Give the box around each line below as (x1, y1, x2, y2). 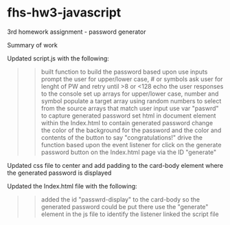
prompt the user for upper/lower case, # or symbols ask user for (41, 74, 223, 83)
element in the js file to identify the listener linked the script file (41, 210, 219, 218)
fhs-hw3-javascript (7, 5, 122, 21)
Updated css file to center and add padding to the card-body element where (7, 161, 224, 169)
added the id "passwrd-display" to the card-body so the (41, 195, 200, 204)
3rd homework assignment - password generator (7, 28, 146, 36)
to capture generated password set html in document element (41, 111, 216, 120)
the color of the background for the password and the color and (41, 126, 222, 134)
